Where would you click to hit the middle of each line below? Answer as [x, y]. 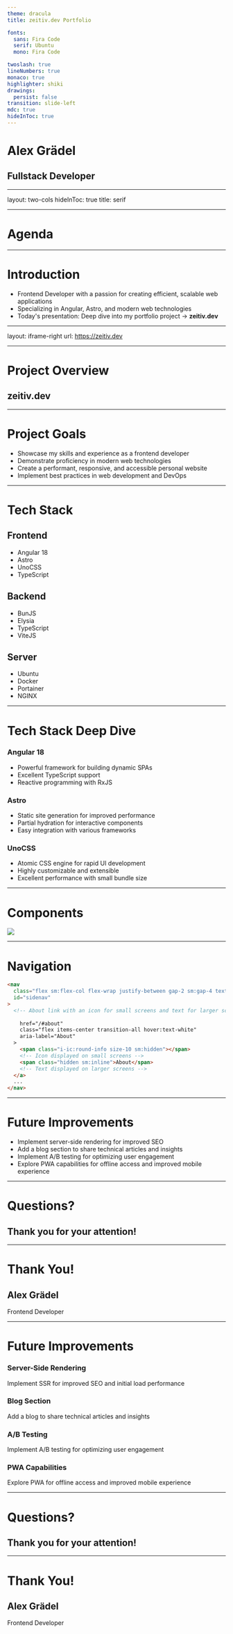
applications [35, 301]
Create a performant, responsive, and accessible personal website [112, 468]
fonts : [17, 33]
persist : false [35, 97]
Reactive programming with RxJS [65, 782]
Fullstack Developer [51, 176]
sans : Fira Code [37, 39]
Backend [27, 596]
